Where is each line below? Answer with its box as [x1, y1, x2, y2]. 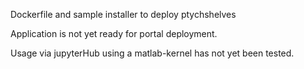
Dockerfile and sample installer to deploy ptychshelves [10, 9, 237, 20]
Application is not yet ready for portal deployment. [10, 28, 218, 39]
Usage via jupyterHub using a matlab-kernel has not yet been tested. [10, 47, 295, 59]
